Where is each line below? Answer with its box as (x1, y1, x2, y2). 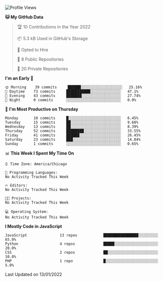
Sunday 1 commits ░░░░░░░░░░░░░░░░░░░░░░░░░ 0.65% (5, 141, 139, 146)
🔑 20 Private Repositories (17, 66, 68, 71)
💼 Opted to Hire (17, 47, 49, 52)
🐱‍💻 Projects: (5, 196, 32, 201)
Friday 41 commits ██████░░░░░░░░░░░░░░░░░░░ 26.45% (5, 133, 141, 138)
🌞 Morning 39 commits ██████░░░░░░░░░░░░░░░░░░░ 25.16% (5, 85, 143, 90)
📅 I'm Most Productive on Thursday (5, 106, 79, 112)
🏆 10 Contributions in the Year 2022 (17, 24, 91, 29)
